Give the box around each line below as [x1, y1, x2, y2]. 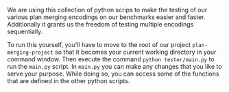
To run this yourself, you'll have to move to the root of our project [7, 41, 191, 48]
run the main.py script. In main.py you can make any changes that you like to [7, 63, 222, 70]
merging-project [7, 49, 53, 56]
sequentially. [7, 27, 43, 35]
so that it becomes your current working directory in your [54, 48, 217, 56]
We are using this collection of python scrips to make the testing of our [7, 6, 208, 14]
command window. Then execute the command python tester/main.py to [7, 55, 215, 63]
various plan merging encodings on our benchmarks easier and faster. [7, 13, 206, 21]
